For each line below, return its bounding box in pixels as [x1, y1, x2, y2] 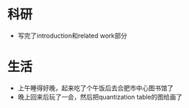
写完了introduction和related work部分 [17, 31, 128, 40]
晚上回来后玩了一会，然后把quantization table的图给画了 [17, 92, 183, 101]
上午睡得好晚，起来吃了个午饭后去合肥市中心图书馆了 [17, 83, 174, 92]
